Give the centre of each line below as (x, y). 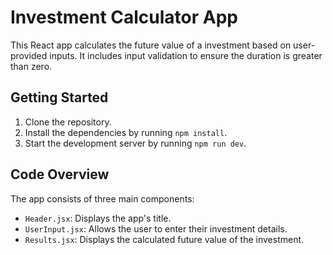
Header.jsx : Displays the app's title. (98, 218)
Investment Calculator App (124, 17)
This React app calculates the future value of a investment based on (151, 45)
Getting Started (59, 97)
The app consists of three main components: (102, 198)
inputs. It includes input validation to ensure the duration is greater (186, 55)
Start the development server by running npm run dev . (135, 143)
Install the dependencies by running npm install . (126, 132)
